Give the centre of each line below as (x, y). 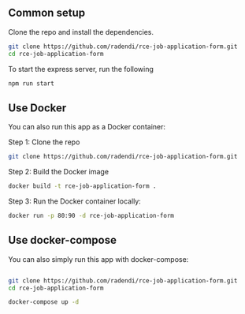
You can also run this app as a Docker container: (87, 127)
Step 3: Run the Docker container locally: (75, 201)
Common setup (46, 13)
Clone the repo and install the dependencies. (81, 32)
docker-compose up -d (44, 302)
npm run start (32, 83)
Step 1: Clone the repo (44, 142)
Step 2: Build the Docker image (58, 172)
